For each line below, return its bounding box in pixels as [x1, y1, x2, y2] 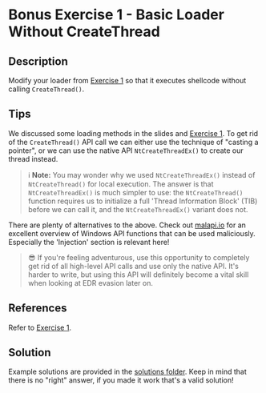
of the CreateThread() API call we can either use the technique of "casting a [8, 137, 259, 146]
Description [8, 54, 68, 68]
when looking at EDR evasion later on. [27, 278, 154, 287]
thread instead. [8, 154, 58, 163]
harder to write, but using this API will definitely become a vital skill [27, 270, 249, 279]
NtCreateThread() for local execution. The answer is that [27, 178, 214, 189]
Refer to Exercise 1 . [8, 323, 72, 332]
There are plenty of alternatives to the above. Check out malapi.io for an [8, 220, 247, 230]
